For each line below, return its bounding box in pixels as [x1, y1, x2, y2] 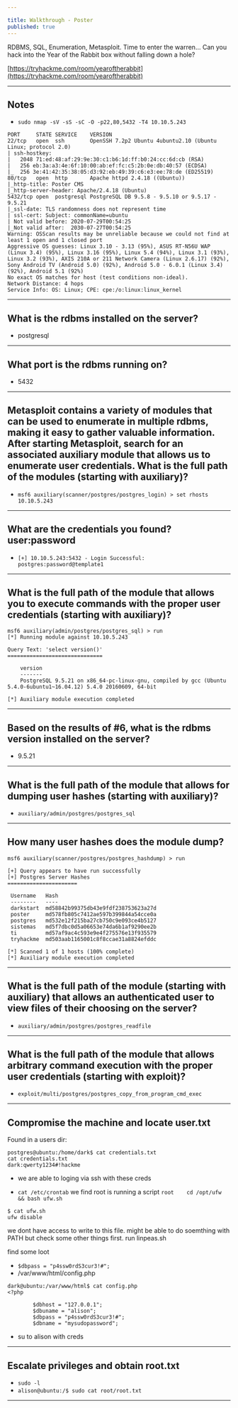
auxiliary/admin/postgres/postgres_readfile [17, 1023, 152, 1030]
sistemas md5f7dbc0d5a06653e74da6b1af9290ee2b [10, 923, 157, 930]
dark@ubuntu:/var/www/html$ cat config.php [7, 1282, 138, 1290]
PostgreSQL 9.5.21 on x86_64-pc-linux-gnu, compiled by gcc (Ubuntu [20, 677, 227, 685]
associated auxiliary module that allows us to [7, 449, 211, 461]
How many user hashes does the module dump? [7, 836, 225, 848]
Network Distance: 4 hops [7, 280, 84, 287]
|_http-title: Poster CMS [7, 181, 84, 188]
